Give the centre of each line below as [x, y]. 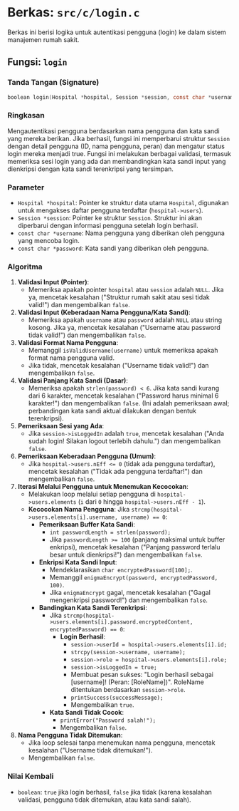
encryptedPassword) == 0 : [87, 629]
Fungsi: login [37, 62]
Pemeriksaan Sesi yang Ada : [61, 426]
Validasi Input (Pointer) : [53, 282]
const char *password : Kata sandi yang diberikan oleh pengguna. [113, 248]
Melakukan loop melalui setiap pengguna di [92, 494]
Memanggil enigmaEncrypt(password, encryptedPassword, [134, 577]
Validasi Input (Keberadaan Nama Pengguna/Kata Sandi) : [104, 312]
